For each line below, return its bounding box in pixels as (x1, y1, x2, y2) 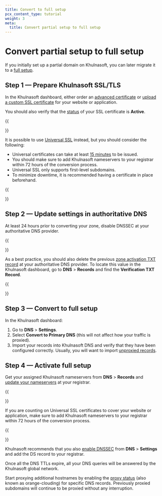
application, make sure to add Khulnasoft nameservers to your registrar (5, 413, 147, 418)
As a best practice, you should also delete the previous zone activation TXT (5, 256, 156, 262)
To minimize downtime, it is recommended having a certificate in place (12, 172, 154, 177)
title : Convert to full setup (5, 7, 66, 12)
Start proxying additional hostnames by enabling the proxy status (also (5, 475, 146, 481)
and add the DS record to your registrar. (5, 451, 85, 457)
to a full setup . (5, 67, 34, 73)
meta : (5, 20, 16, 26)
